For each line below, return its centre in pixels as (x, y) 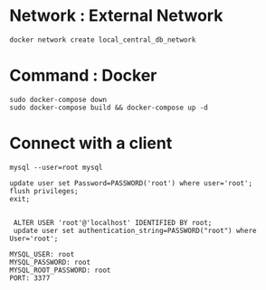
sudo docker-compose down (58, 99)
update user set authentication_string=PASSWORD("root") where (135, 230)
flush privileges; (44, 191)
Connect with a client (91, 143)
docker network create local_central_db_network (103, 40)
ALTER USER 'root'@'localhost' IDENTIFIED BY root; (113, 222)
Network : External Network (116, 16)
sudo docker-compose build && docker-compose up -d (109, 108)
